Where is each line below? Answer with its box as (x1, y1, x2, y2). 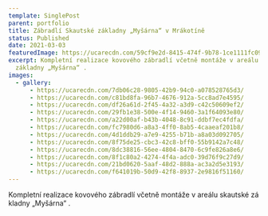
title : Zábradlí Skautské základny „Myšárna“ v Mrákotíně (8, 26, 205, 34)
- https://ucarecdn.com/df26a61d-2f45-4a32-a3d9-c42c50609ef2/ (29, 101, 245, 109)
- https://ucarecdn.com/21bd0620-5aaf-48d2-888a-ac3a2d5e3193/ (29, 161, 245, 169)
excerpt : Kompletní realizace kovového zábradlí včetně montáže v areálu (8, 57, 259, 65)
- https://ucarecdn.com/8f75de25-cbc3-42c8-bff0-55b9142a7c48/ (29, 138, 245, 146)
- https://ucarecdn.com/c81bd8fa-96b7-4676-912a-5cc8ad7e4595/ (29, 94, 245, 102)
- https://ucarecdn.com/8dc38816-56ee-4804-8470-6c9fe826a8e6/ (29, 146, 245, 154)
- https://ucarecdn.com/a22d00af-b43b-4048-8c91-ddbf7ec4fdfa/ (29, 116, 245, 124)
